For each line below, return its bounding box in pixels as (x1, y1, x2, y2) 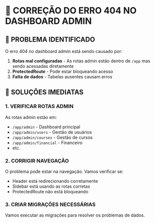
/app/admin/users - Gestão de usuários (12, 129, 92, 135)
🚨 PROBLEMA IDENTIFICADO (5, 35, 95, 44)
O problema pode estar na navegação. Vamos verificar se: (5, 168, 124, 174)
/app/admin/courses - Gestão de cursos (12, 134, 93, 140)
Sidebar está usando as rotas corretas (12, 183, 90, 189)
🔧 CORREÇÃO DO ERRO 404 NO (5, 5, 137, 16)
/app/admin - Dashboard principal (12, 124, 80, 130)
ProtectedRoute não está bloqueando (12, 188, 89, 194)
